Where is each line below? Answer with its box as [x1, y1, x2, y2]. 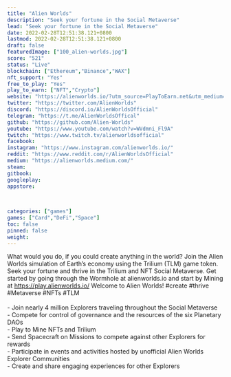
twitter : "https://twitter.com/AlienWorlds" [7, 100, 137, 107]
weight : [7, 233, 30, 241]
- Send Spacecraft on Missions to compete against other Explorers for [7, 333, 206, 341]
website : [7, 94, 32, 100]
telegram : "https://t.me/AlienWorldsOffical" [7, 112, 140, 119]
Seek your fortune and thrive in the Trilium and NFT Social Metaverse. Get [7, 267, 217, 275]
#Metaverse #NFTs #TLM [7, 289, 80, 297]
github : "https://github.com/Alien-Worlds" [7, 118, 134, 126]
